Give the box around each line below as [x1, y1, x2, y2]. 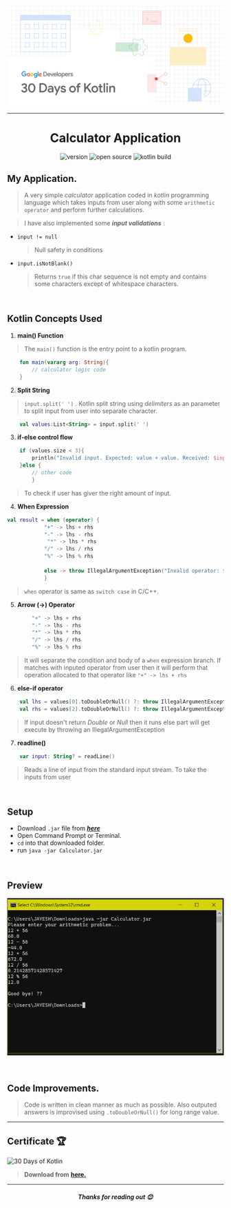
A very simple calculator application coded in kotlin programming [23, 191, 210, 199]
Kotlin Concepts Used [7, 313, 103, 325]
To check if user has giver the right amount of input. [23, 489, 172, 497]
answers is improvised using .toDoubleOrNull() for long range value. [23, 1108, 219, 1116]
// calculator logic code [32, 366, 107, 373]
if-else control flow [16, 433, 74, 442]
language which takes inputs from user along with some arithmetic [23, 198, 215, 207]
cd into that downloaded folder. [16, 839, 105, 847]
